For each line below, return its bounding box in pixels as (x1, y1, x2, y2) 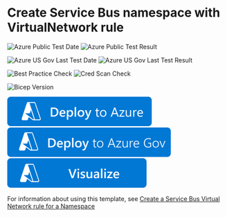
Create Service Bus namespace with (7, 5, 220, 21)
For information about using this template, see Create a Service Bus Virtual (7, 194, 220, 202)
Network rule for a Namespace (7, 202, 96, 210)
